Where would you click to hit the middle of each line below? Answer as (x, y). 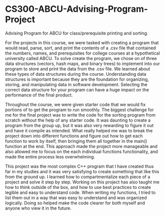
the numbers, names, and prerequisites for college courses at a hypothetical (82, 53)
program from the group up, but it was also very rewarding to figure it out (79, 125)
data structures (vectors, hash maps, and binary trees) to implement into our (82, 63)
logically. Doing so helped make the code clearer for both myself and (75, 203)
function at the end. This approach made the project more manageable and (81, 146)
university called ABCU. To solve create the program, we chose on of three (81, 58)
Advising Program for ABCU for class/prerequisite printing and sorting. (77, 33)
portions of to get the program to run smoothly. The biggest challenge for (80, 110)
